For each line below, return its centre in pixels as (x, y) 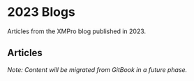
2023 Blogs (41, 12)
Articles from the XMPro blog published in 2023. (77, 31)
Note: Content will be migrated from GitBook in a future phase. (97, 69)
